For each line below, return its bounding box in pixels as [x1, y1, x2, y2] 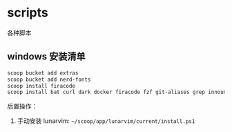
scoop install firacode [7, 82, 76, 89]
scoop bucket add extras [7, 69, 79, 77]
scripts [7, 5, 48, 21]
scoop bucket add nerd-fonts [7, 76, 91, 83]
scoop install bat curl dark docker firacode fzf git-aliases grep [7, 88, 206, 96]
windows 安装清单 [7, 50, 86, 63]
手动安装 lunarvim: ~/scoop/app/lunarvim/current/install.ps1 [17, 117, 195, 125]
